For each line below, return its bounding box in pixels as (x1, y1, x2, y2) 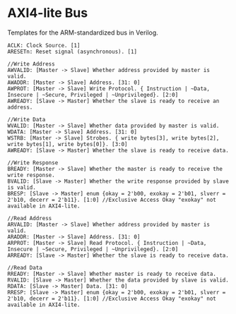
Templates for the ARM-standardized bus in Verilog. (7, 28, 159, 37)
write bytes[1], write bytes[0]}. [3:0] (7, 140, 129, 147)
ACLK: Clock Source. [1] (7, 42, 81, 49)
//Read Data (7, 264, 42, 271)
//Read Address (7, 215, 52, 222)
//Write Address (7, 60, 55, 68)
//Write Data (7, 116, 46, 123)
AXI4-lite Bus (7, 5, 88, 21)
